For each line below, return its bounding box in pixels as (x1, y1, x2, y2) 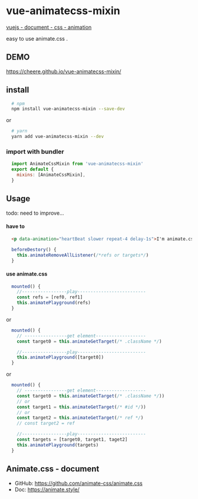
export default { (11, 166, 54, 172)
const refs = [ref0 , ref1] (16, 294, 83, 300)
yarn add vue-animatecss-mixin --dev (11, 134, 104, 140)
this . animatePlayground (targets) (16, 442, 99, 448)
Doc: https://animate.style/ (14, 485, 80, 493)
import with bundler (6, 147, 64, 156)
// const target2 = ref (16, 421, 75, 426)
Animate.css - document (6, 464, 100, 474)
